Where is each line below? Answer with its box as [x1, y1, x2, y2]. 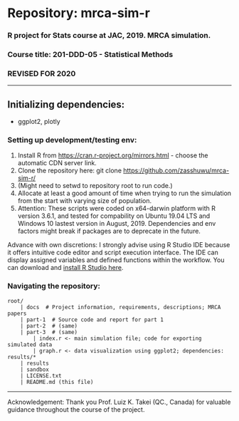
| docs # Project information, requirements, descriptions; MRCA [20, 303, 221, 311]
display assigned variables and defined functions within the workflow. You [7, 256, 225, 264]
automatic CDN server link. [17, 159, 97, 167]
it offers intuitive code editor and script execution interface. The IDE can [7, 248, 218, 257]
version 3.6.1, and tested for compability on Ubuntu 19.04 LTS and [17, 212, 211, 220]
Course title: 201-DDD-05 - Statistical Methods [7, 50, 174, 60]
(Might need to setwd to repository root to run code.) [17, 182, 173, 190]
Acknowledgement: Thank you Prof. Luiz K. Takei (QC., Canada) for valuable [7, 397, 231, 406]
